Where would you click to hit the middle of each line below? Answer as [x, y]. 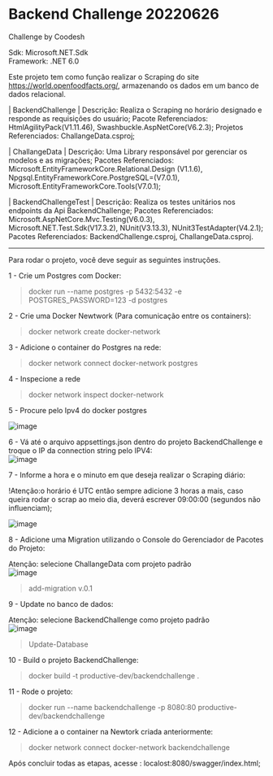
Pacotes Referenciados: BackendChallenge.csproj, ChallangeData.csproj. [131, 236]
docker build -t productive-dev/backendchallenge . [114, 675]
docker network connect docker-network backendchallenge [129, 747]
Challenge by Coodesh [47, 37]
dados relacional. [37, 94]
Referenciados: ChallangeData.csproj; [72, 136]
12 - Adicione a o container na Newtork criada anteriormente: [111, 731]
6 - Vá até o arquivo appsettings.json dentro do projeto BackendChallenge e [136, 442]
